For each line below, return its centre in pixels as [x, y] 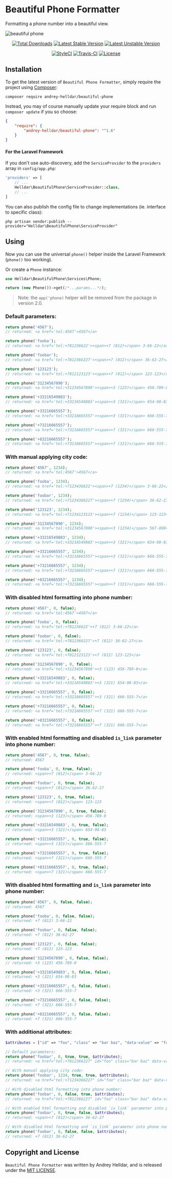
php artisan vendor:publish [35, 221]
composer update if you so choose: [41, 112]
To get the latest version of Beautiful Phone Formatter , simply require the [83, 82]
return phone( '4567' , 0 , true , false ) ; [48, 755]
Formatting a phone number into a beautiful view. [57, 24]
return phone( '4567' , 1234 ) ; [36, 468]
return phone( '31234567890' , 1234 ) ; [44, 523]
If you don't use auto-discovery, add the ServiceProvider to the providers [83, 163]
